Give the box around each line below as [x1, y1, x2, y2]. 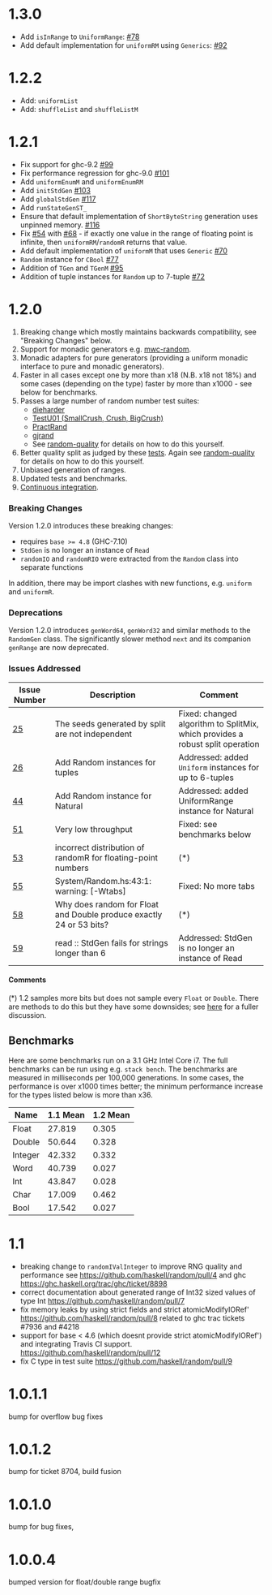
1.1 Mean [47, 1109, 85, 1120]
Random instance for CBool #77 [19, 254, 119, 264]
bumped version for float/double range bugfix [8, 1577, 161, 1587]
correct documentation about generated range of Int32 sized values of [19, 1287, 257, 1297]
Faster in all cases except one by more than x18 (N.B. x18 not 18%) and [19, 370, 257, 380]
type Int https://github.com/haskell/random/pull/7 [19, 1295, 185, 1305]
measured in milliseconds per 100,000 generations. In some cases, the [8, 1072, 244, 1082]
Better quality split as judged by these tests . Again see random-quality [19, 447, 255, 457]
